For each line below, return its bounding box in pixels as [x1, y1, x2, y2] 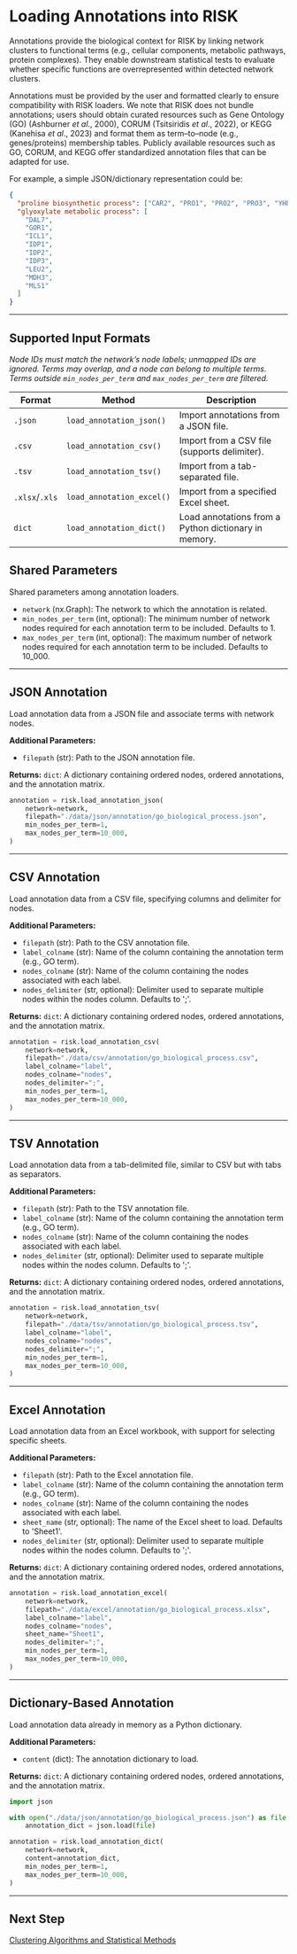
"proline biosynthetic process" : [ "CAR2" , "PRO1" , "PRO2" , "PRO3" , [17, 199, 271, 207]
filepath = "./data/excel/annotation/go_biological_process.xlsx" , [25, 1605, 271, 1614]
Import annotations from [179, 409, 280, 421]
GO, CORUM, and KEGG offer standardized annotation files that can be [9, 146, 267, 157]
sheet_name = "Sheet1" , [25, 1630, 104, 1639]
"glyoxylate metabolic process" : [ [17, 206, 148, 216]
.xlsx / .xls [13, 491, 58, 502]
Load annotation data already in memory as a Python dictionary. [9, 1719, 243, 1730]
